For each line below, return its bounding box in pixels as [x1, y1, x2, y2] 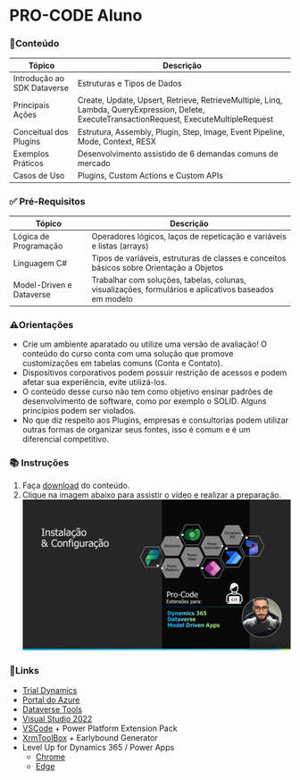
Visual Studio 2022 [21, 713, 93, 724]
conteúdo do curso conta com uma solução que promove [21, 348, 234, 359]
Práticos [12, 157, 44, 168]
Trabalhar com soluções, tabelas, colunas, [91, 274, 247, 286]
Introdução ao [12, 73, 65, 84]
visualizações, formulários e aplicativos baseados [91, 284, 274, 295]
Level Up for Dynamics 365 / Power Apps [21, 742, 175, 752]
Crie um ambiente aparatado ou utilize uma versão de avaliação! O [21, 339, 268, 349]
